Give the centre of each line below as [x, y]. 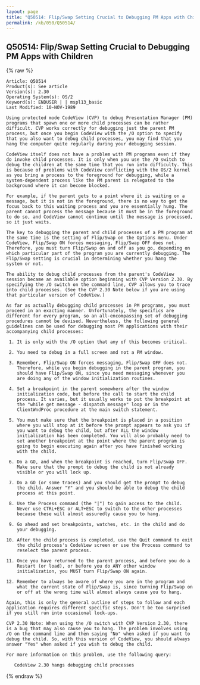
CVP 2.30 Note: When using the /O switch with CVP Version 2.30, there [97, 624]
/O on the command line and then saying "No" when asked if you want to [98, 634]
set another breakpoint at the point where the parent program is [101, 441]
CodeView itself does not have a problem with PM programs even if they [98, 155]
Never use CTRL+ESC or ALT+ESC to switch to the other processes [100, 509]
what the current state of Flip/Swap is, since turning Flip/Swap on [105, 587]
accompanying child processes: [45, 332]
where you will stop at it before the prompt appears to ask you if [104, 426]
